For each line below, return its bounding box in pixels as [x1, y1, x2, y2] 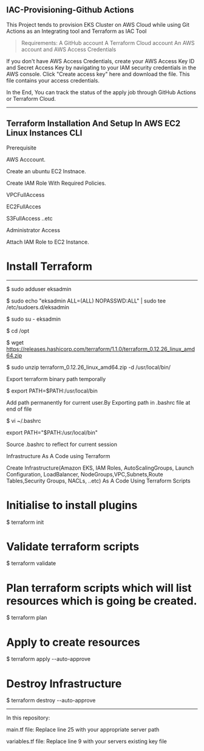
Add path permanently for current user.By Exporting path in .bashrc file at [6, 399, 191, 406]
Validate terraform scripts [6, 540, 140, 554]
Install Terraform [6, 259, 93, 273]
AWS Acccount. [6, 156, 46, 163]
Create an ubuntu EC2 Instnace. [6, 167, 86, 175]
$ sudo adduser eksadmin [6, 285, 72, 292]
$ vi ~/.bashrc [6, 417, 41, 424]
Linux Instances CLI [6, 128, 83, 139]
